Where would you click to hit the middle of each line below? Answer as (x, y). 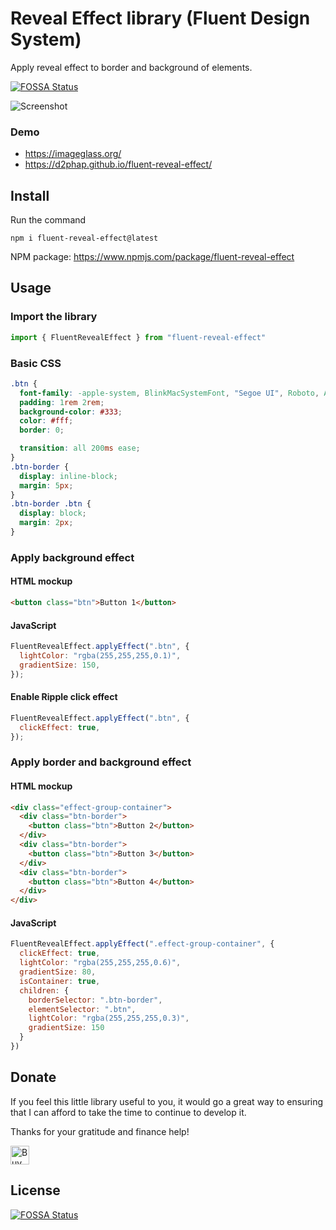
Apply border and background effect (101, 762)
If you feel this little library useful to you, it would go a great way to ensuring (167, 1101)
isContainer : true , (60, 981)
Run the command (48, 220)
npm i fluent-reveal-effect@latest (84, 238)
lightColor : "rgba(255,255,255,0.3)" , (109, 1018)
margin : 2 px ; (46, 523)
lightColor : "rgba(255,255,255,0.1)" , (100, 655)
